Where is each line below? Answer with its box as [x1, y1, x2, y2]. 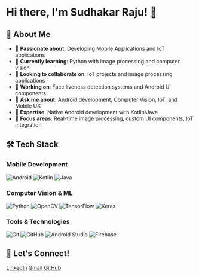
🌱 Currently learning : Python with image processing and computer [14, 58, 180, 65]
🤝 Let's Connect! [6, 248, 70, 258]
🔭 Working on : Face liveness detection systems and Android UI [14, 83, 172, 90]
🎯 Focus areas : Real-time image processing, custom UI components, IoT [14, 115, 194, 122]
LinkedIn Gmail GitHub [6, 264, 62, 272]
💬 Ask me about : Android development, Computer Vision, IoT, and [14, 96, 178, 103]
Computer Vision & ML [6, 188, 73, 197]
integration [14, 121, 42, 128]
